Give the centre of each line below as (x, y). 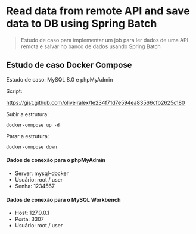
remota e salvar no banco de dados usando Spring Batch (91, 46)
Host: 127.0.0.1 (32, 213)
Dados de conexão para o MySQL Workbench (63, 199)
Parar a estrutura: (28, 136)
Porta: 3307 (29, 219)
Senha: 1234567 (35, 186)
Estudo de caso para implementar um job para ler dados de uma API (105, 40)
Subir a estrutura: (27, 114)
